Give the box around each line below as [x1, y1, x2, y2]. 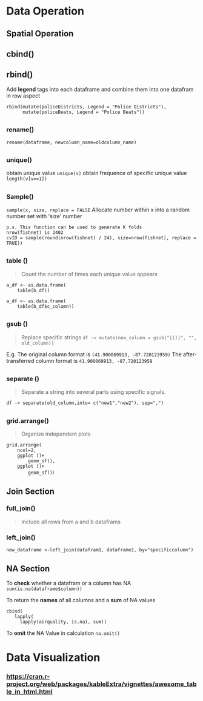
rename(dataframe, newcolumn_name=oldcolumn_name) [6, 139, 137, 145]
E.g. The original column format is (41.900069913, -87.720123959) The [6, 350, 182, 358]
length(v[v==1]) [6, 176, 47, 182]
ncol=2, [17, 447, 36, 454]
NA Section [6, 563, 50, 574]
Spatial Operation [6, 28, 74, 39]
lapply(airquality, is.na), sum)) [19, 619, 107, 625]
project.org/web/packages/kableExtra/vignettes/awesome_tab [6, 680, 197, 688]
